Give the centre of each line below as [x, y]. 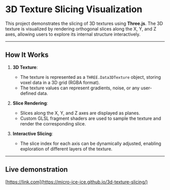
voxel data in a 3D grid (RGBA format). [60, 82]
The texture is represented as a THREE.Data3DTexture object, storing [90, 77]
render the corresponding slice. [53, 123]
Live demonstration [37, 169]
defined [28, 93]
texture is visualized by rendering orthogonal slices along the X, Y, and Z [81, 28]
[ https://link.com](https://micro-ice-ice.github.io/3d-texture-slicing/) [77, 182]
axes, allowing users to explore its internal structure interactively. [73, 34]
